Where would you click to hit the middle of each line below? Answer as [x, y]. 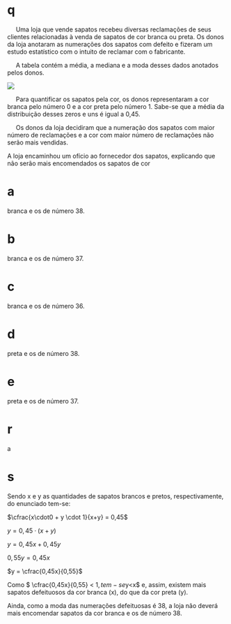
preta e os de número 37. [43, 401]
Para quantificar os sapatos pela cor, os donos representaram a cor [112, 99]
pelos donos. [26, 73]
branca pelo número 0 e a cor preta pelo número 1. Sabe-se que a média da [116, 106]
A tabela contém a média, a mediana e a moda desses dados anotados [117, 65]
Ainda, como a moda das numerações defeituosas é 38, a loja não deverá [112, 605]
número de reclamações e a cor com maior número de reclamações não [111, 135]
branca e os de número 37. [46, 258]
